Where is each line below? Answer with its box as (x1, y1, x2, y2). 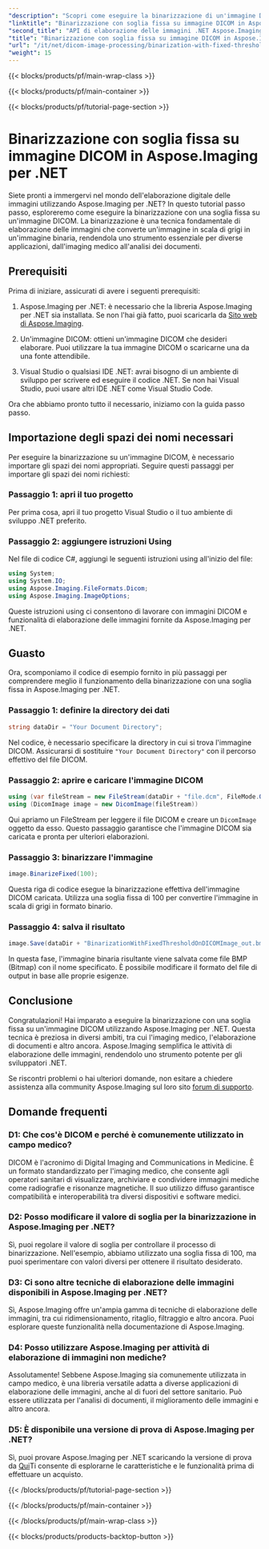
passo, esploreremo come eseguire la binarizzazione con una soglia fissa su (8, 207, 260, 217)
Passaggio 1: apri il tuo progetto (8, 489, 134, 501)
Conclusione (8, 994, 74, 1008)
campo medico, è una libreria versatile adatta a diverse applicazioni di (8, 1378, 239, 1388)
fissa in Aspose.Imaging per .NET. (8, 685, 120, 694)
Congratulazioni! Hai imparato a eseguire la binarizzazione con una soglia (8, 1015, 251, 1025)
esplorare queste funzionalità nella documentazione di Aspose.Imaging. (8, 1322, 245, 1332)
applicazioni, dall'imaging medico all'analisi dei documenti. (8, 241, 202, 251)
